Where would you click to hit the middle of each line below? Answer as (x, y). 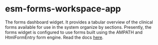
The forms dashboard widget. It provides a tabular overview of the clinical (79, 22)
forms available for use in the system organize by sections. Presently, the (78, 27)
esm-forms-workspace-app (63, 9)
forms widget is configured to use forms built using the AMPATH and (74, 32)
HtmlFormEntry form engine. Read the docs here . (54, 37)
